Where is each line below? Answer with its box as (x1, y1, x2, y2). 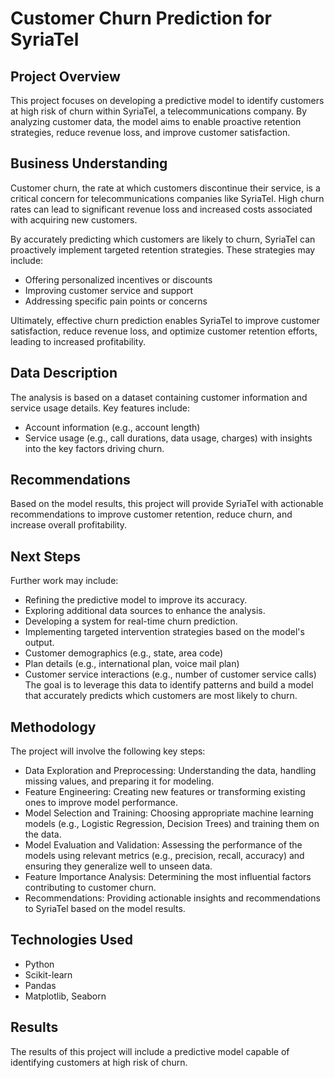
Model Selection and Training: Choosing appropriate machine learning (24, 807, 314, 819)
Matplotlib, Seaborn (24, 990, 107, 1002)
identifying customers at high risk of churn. (10, 1056, 188, 1068)
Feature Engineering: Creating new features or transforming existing (24, 786, 306, 798)
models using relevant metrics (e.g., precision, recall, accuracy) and (24, 850, 305, 862)
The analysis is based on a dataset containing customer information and (10, 391, 308, 403)
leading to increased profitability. (10, 335, 146, 347)
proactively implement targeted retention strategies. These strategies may (10, 243, 316, 256)
